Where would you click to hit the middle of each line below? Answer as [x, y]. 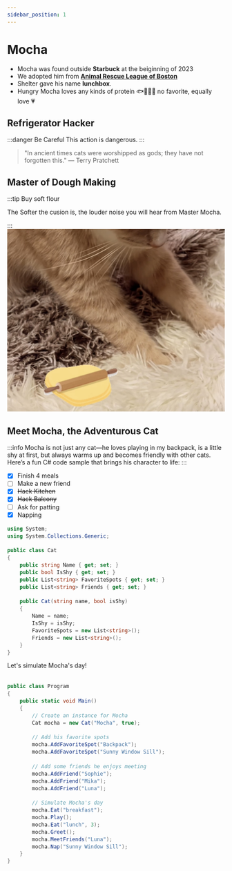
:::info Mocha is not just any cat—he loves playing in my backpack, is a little [115, 448]
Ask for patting [38, 507]
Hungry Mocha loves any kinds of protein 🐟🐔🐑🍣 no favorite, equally [115, 91]
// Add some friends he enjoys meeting [89, 766]
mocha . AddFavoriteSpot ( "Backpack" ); [85, 745]
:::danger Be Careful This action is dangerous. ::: [76, 140]
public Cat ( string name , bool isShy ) [74, 601]
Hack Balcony [37, 499]
